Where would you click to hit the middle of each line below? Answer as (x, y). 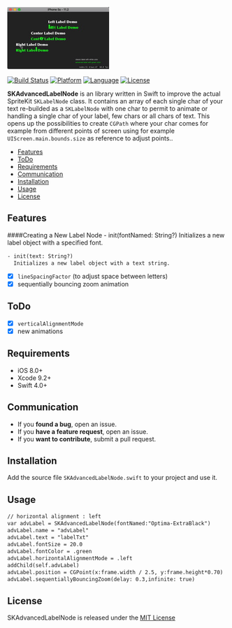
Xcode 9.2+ (34, 378)
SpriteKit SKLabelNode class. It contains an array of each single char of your (115, 101)
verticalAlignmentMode (50, 324)
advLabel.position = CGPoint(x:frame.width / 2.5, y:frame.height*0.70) (115, 573)
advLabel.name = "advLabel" (48, 531)
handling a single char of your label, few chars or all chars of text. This (109, 116)
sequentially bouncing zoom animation (73, 284)
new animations (40, 331)
